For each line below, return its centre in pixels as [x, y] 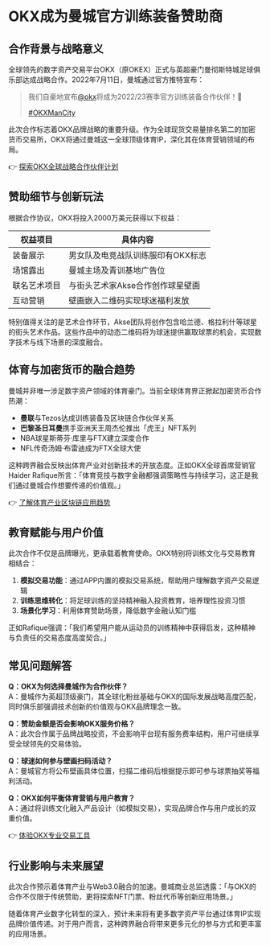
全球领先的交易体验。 [50, 744]
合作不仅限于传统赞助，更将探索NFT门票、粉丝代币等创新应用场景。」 [123, 897]
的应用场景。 [29, 934]
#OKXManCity [52, 113]
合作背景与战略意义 [56, 49]
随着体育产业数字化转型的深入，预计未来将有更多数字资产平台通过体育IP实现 [135, 914]
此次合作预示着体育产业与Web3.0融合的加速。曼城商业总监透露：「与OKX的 [133, 886]
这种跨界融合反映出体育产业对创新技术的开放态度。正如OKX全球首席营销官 [132, 465]
